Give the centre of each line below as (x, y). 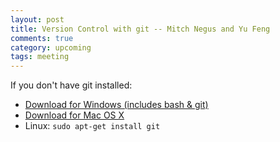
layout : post (37, 19)
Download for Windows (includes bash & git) (116, 105)
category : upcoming (51, 47)
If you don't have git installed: (71, 85)
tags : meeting (40, 57)
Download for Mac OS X (74, 115)
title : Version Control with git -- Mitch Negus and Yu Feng (140, 29)
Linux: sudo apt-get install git (92, 126)
